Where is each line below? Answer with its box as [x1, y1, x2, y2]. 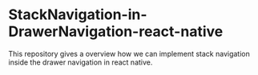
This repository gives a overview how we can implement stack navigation [8, 49, 251, 58]
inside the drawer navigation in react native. [8, 57, 153, 67]
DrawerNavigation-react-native [8, 22, 224, 41]
